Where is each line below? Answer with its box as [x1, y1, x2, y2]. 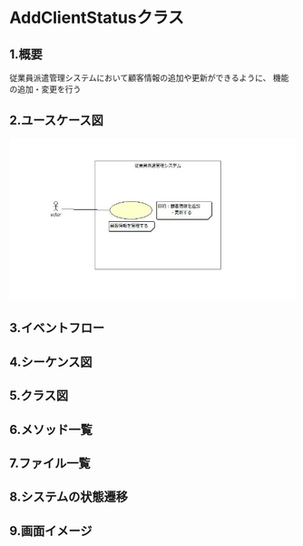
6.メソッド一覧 [9, 421, 93, 437]
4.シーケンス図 [9, 354, 93, 369]
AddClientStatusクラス [9, 7, 184, 28]
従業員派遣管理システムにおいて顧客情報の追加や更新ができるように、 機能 [9, 73, 289, 83]
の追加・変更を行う [9, 84, 82, 95]
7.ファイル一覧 [9, 455, 91, 470]
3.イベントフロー [9, 320, 105, 336]
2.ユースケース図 [9, 113, 104, 128]
